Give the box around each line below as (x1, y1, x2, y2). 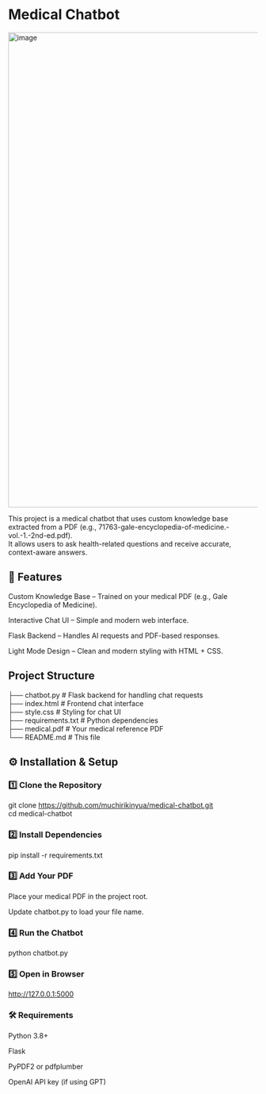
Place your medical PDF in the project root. (8, 891, 148, 901)
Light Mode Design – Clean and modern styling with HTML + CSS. (8, 646, 223, 655)
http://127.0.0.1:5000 (8, 989, 74, 999)
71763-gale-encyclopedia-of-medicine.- (98, 522, 230, 532)
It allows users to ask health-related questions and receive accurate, (8, 539, 232, 548)
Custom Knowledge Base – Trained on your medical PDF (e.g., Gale (8, 591, 228, 601)
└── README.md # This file (8, 732, 101, 742)
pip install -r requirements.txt (8, 850, 103, 860)
